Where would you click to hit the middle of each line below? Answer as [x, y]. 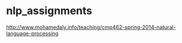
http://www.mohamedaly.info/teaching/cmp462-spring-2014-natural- [91, 27]
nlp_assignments [49, 11]
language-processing [32, 33]
